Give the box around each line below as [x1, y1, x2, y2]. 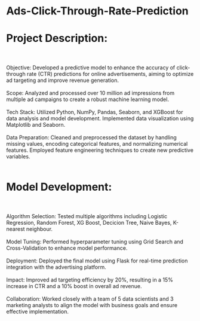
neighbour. [26, 225, 53, 233]
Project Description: [6, 32, 108, 45]
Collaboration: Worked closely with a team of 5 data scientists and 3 [6, 295, 174, 302]
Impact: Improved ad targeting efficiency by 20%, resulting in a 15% [6, 276, 173, 283]
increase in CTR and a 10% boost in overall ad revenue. [6, 283, 142, 290]
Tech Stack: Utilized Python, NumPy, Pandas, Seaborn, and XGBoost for [6, 109, 183, 116]
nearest [6, 225, 25, 233]
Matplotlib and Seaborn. [6, 121, 66, 129]
